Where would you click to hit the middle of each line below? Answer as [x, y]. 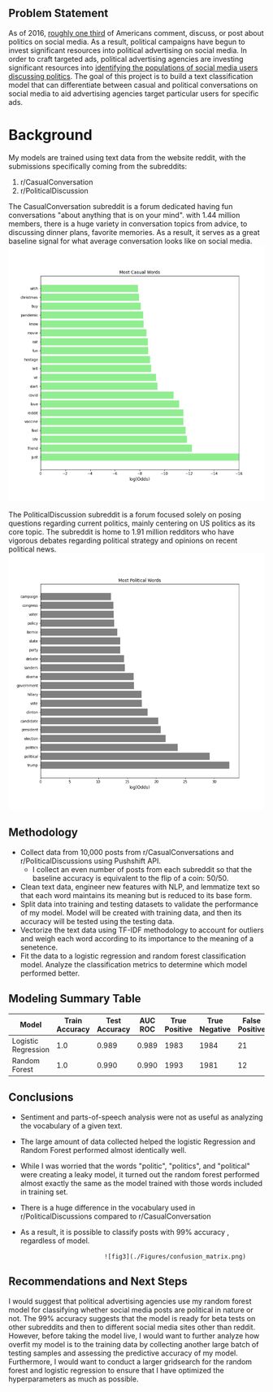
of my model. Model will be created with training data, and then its [131, 912]
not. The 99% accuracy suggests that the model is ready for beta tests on [132, 1318]
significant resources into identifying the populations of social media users [133, 68]
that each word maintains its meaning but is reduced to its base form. [136, 895]
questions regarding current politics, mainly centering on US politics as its [132, 523]
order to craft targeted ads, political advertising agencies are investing [126, 59]
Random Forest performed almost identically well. [103, 1150]
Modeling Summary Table [75, 999]
